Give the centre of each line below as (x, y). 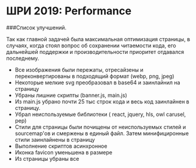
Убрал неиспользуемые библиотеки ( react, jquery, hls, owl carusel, (100, 114)
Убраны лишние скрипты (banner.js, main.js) (71, 95)
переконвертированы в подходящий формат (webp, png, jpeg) (94, 76)
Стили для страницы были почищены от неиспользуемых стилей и (100, 127)
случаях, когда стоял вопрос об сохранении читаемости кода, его (91, 45)
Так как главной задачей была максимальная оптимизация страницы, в (98, 39)
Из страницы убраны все (47, 158)
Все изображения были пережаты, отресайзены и (79, 69)
